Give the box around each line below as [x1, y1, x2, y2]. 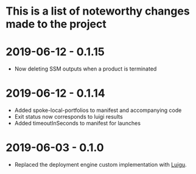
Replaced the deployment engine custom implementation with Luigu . [14, 161, 187, 168]
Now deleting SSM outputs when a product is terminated [14, 65, 157, 72]
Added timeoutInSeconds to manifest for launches [14, 120, 141, 127]
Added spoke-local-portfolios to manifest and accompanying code [14, 106, 182, 114]
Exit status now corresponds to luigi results [14, 113, 123, 120]
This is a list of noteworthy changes [5, 4, 190, 18]
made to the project [5, 17, 107, 31]
